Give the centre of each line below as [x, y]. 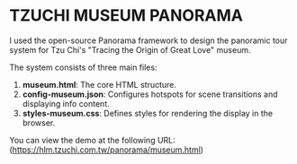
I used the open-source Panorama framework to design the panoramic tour [148, 40]
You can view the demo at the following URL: [92, 140]
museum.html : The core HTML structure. [99, 84]
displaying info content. [66, 103]
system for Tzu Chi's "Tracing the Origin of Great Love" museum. [130, 49]
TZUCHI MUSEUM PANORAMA [126, 16]
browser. [39, 123]
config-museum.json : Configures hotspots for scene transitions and [150, 94]
